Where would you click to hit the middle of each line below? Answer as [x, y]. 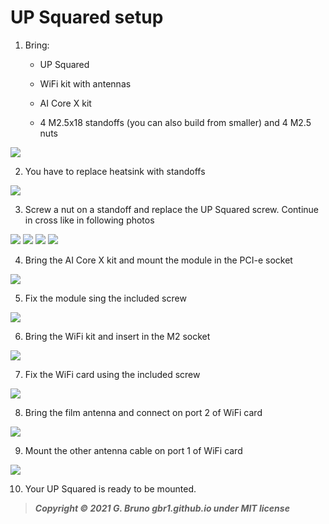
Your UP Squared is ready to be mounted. [110, 488]
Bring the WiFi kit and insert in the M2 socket [117, 336]
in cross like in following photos [89, 220]
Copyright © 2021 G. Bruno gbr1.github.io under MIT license [162, 508]
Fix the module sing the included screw [105, 298]
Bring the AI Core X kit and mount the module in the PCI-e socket [158, 260]
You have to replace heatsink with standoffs [115, 171]
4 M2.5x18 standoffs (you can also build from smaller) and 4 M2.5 [175, 122]
